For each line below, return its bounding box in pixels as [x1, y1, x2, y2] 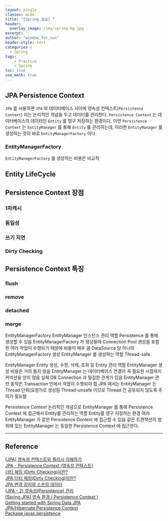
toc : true [5, 68, 26, 73]
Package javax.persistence [5, 510, 61, 516]
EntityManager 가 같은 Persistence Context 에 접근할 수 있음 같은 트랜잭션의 [5, 416, 156, 422]
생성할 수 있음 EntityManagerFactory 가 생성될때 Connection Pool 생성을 [5, 338, 150, 344]
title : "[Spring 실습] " [5, 17, 55, 22]
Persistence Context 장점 [5, 188, 84, 197]
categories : [5, 45, 32, 50]
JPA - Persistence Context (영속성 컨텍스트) [5, 462, 93, 468]
